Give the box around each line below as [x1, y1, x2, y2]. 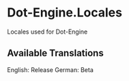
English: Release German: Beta [7, 65, 94, 73]
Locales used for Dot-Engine [7, 27, 88, 36]
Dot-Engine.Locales [7, 5, 123, 21]
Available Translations [7, 47, 104, 59]
